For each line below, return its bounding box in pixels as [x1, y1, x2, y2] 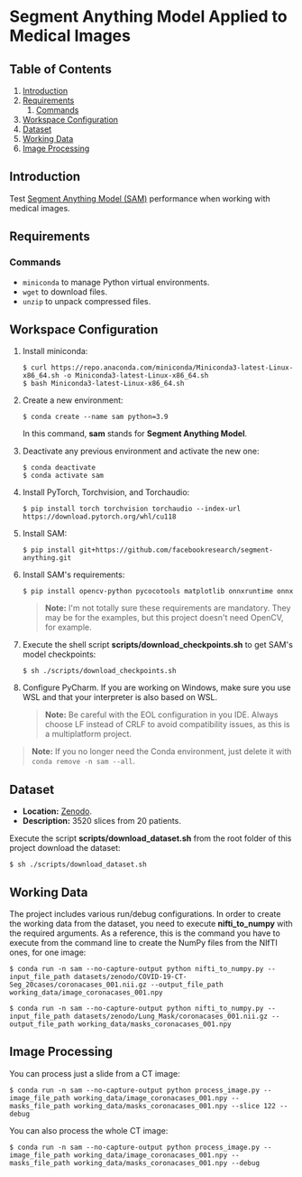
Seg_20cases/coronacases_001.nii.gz [9, 980, 147, 989]
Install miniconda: [22, 346, 88, 357]
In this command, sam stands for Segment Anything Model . [22, 428, 248, 439]
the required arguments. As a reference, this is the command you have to [9, 928, 281, 939]
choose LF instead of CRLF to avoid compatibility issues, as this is [44, 719, 290, 730]
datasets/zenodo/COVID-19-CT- [73, 972, 188, 981]
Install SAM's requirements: [22, 569, 125, 580]
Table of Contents [9, 61, 113, 77]
